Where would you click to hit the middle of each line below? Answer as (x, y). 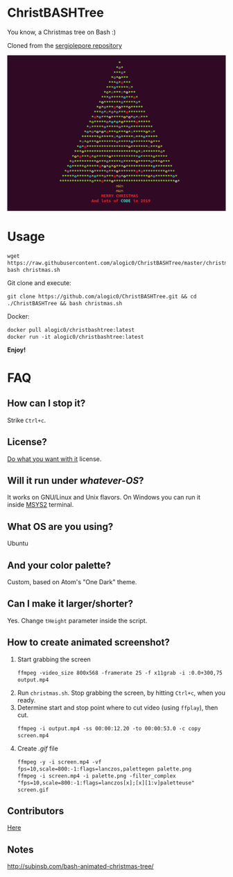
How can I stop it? (46, 404)
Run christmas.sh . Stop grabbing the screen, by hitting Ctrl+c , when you (121, 693)
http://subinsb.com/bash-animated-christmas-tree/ (80, 867)
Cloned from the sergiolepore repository (65, 45)
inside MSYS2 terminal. (41, 505)
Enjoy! (17, 350)
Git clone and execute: (39, 282)
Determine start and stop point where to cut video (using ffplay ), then (118, 707)
